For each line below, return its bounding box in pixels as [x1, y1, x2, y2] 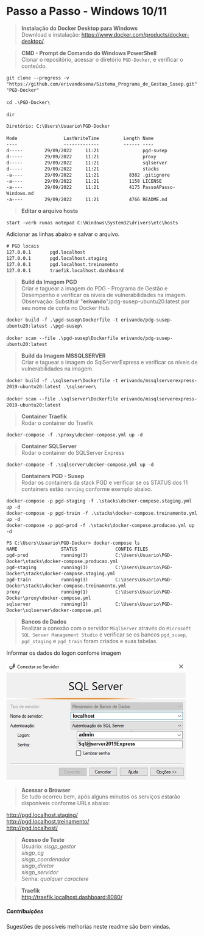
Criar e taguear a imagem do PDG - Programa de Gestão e [21, 284, 168, 292]
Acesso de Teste [21, 836, 65, 843]
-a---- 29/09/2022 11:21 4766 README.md [6, 196, 167, 202]
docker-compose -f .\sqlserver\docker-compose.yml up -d [6, 462, 154, 468]
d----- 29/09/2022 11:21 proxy [6, 153, 157, 160]
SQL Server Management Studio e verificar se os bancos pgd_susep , [21, 631, 188, 638]
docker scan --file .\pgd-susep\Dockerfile [6, 335, 119, 341]
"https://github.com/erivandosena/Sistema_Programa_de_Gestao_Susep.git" [6, 81, 198, 87]
